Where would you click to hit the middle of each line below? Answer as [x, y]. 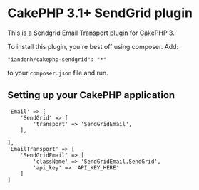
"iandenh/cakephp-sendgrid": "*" [57, 59]
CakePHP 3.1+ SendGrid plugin [100, 13]
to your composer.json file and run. [58, 73]
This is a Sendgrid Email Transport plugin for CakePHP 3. [91, 33]
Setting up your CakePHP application [91, 95]
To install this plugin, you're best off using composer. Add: [93, 46]
